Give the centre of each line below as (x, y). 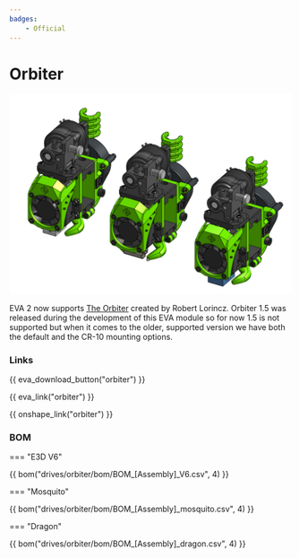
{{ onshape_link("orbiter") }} (61, 414)
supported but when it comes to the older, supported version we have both (147, 327)
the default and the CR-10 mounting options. (91, 336)
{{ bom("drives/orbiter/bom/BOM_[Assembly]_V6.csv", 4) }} (120, 475)
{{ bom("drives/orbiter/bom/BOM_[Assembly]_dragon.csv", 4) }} (128, 544)
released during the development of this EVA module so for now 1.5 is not (145, 318)
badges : (24, 19)
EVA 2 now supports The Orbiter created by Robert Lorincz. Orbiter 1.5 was (148, 308)
